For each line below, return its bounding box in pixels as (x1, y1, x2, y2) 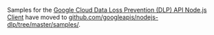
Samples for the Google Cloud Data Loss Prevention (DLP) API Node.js (7, 6, 207, 14)
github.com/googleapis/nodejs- (68, 13, 158, 21)
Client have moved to (7, 13, 67, 21)
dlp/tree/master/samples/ (7, 21, 79, 28)
